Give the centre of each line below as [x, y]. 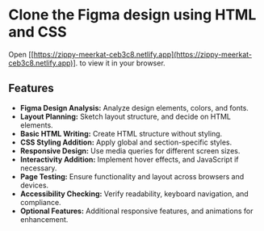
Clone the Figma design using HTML [132, 15]
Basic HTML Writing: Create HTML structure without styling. [121, 133]
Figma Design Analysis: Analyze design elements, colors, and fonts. [134, 107]
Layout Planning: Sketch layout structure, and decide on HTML [126, 116]
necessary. [38, 168]
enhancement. [44, 219]
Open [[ [21, 54]
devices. [34, 185]
